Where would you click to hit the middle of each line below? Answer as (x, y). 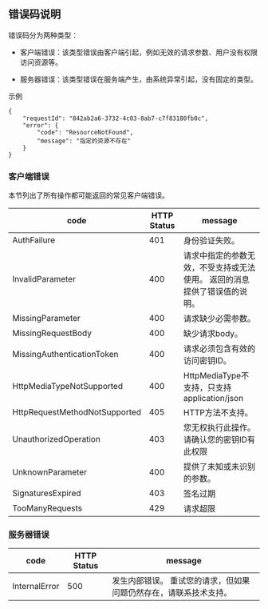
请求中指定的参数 (215, 256)
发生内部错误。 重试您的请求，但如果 (181, 581)
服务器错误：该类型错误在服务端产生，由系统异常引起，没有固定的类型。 (138, 79)
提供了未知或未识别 (219, 467)
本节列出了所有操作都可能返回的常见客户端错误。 (89, 195)
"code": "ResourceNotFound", (85, 132)
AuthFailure (34, 240)
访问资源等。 (41, 62)
